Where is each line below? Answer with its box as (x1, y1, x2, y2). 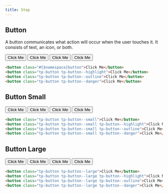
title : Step (5, 7, 30, 12)
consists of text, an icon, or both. (5, 44, 73, 50)
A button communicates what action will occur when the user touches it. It (5, 39, 158, 45)
